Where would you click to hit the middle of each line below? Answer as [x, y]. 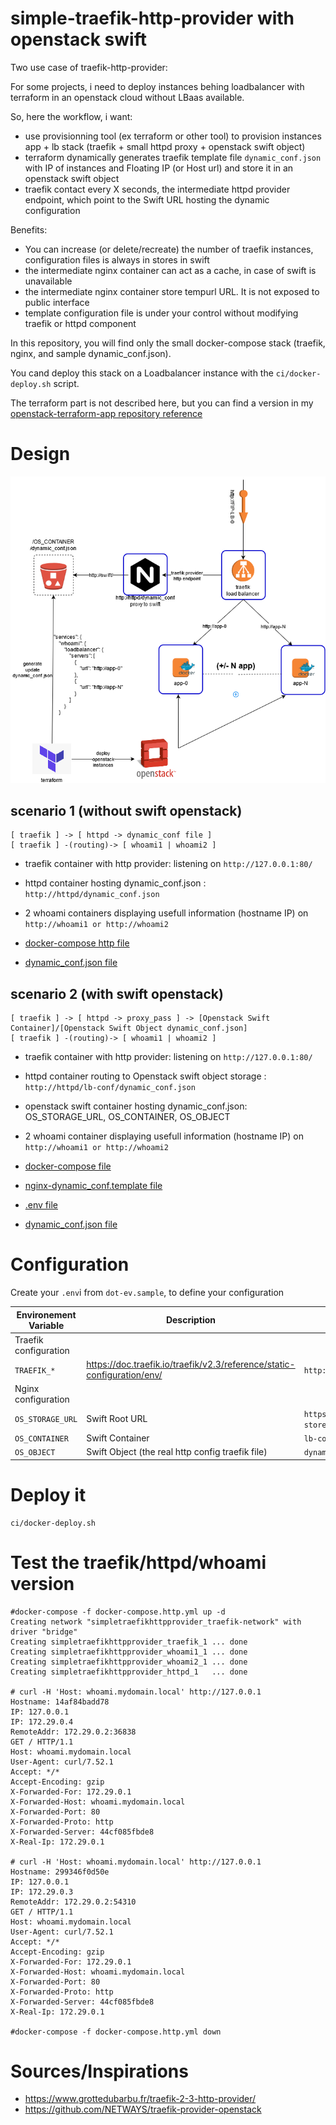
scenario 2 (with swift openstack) [117, 993]
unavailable [48, 281]
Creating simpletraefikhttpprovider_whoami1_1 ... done [129, 1652]
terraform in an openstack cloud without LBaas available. [127, 97]
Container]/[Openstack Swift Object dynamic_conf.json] [129, 1028]
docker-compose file [68, 1166]
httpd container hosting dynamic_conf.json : [115, 883]
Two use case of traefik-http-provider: [89, 67]
